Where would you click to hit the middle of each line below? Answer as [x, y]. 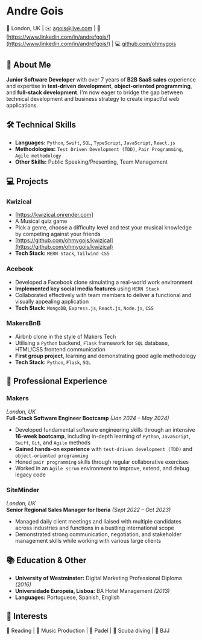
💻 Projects [27, 181]
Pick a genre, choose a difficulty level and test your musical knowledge [103, 228]
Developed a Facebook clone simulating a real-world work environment [104, 282]
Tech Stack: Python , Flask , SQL [53, 362]
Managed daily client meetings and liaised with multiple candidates [98, 521]
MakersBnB [24, 323]
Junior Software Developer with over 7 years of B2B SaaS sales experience [101, 79]
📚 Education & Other [46, 561]
